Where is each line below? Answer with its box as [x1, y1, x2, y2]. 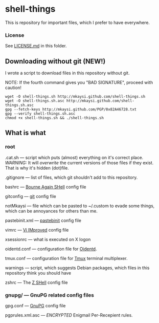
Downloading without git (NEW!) [5, 57, 106, 65]
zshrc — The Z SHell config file [5, 280, 68, 285]
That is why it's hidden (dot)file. [5, 165, 69, 171]
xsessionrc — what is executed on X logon [5, 236, 91, 242]
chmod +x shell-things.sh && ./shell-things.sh [5, 116, 104, 121]
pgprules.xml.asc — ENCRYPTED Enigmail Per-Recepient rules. [5, 312, 133, 318]
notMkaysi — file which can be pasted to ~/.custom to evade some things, [5, 203, 155, 209]
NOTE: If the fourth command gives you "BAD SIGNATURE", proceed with [5, 80, 153, 86]
